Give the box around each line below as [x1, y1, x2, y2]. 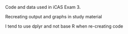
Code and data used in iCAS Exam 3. [5, 4, 81, 10]
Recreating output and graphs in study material [5, 14, 102, 19]
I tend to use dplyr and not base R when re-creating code [5, 23, 123, 29]
